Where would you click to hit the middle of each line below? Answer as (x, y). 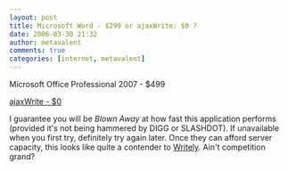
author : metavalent (45, 42)
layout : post (33, 17)
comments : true (37, 51)
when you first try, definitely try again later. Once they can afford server (141, 138)
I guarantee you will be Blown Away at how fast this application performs (143, 118)
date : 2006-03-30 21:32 (53, 34)
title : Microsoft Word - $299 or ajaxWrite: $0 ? (103, 26)
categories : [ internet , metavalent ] (77, 59)
